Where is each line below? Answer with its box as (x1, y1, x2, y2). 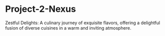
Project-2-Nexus (5, 3, 76, 15)
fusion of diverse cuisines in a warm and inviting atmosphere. (5, 25, 132, 31)
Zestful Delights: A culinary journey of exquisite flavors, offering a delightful (5, 20, 161, 26)
